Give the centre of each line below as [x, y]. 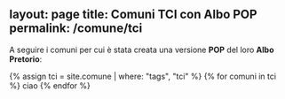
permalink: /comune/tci [76, 29]
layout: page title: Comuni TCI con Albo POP [133, 15]
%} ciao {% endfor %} [50, 85]
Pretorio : [26, 59]
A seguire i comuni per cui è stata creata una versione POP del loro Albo [142, 49]
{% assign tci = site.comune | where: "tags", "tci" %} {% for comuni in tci [143, 76]
